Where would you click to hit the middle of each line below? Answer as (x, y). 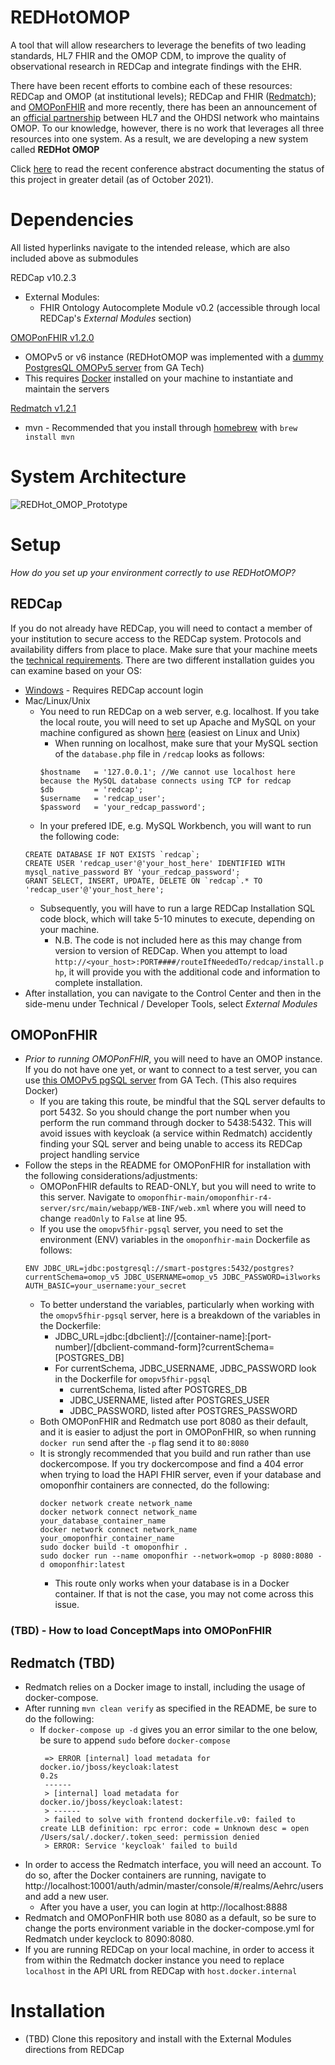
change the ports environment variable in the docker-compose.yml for (169, 1928)
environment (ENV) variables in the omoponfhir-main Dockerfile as (175, 1240)
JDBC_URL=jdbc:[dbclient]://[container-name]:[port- (163, 1337)
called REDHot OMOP (55, 149)
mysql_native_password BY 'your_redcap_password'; (132, 872)
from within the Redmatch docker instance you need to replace (154, 1960)
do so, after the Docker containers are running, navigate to (145, 1875)
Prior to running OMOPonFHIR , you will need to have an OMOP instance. (173, 1059)
